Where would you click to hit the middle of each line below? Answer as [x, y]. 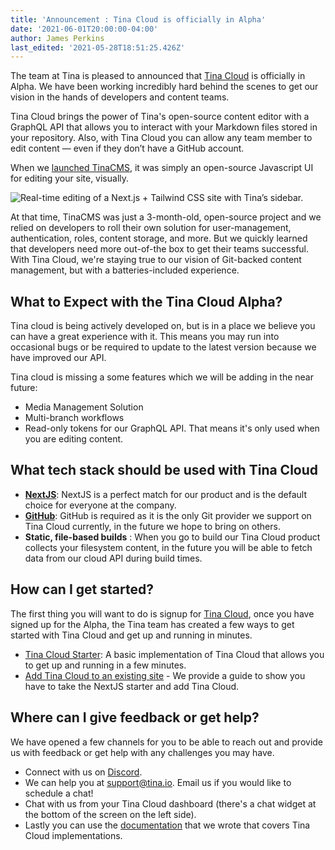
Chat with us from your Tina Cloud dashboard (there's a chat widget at [170, 803]
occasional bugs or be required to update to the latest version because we [163, 347]
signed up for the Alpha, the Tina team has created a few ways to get [152, 624]
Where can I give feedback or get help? [135, 717]
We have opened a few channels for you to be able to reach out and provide [167, 742]
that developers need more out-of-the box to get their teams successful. [160, 249]
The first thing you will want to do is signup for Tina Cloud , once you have [162, 613]
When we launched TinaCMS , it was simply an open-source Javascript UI [162, 168]
